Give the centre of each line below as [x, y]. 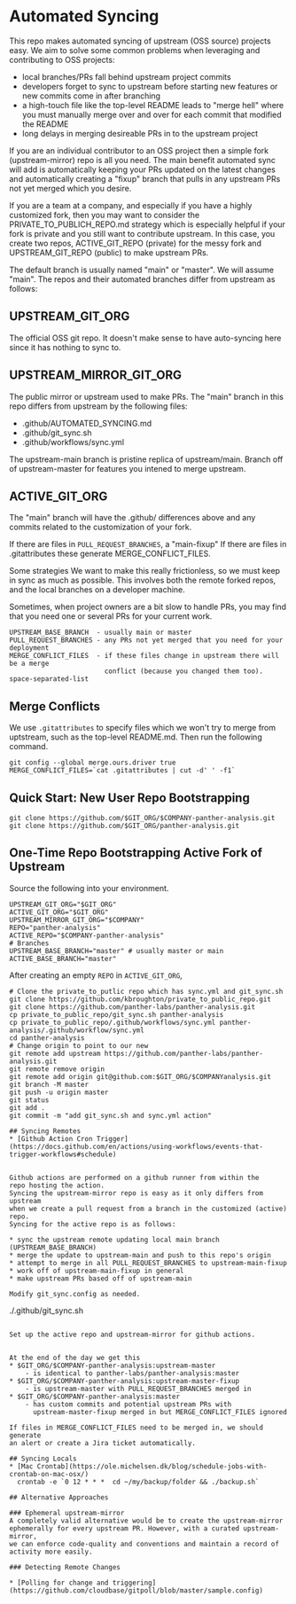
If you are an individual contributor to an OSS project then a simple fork [139, 150]
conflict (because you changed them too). [184, 671]
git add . [27, 1107]
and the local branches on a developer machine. [97, 590]
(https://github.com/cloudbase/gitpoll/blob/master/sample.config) [136, 1590]
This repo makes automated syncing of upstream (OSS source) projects [140, 41]
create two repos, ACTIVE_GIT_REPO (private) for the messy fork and [135, 243]
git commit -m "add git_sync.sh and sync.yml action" [111, 1115]
